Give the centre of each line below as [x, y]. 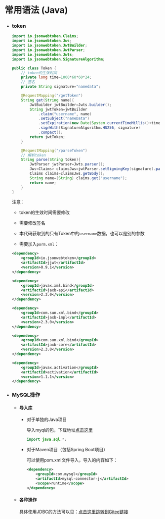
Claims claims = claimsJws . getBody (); [67, 174]
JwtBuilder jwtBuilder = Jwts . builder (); [71, 104]
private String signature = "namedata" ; [61, 87]
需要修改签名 [32, 223]
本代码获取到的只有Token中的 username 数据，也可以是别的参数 [82, 234]
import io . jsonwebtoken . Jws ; [42, 41]
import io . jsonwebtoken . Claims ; [45, 36]
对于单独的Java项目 [47, 419]
